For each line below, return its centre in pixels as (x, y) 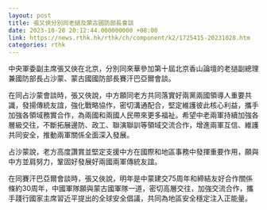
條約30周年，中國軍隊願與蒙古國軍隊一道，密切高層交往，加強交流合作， (128, 189)
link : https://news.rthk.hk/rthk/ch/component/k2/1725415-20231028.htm (129, 38)
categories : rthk (37, 45)
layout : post (30, 15)
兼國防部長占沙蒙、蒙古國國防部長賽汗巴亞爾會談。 (92, 78)
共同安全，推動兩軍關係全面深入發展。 (71, 135)
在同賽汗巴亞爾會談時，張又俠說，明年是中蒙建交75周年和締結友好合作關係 (131, 178)
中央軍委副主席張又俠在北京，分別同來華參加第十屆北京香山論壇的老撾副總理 (133, 69)
